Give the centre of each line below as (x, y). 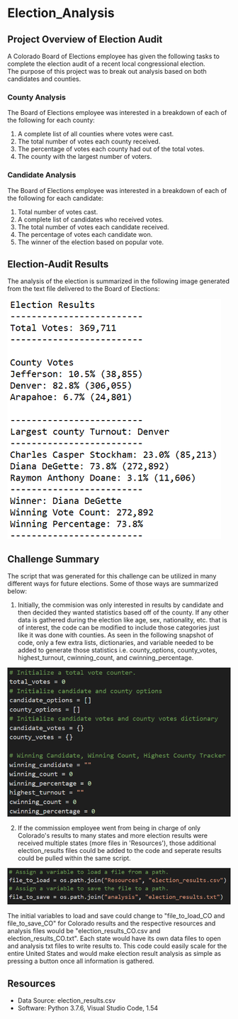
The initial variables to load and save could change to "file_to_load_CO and (116, 916)
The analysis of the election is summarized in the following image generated (119, 281)
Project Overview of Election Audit (85, 39)
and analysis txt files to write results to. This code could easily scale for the (117, 946)
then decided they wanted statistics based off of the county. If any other (123, 612)
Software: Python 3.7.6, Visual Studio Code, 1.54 (88, 1008)
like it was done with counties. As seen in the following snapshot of (115, 635)
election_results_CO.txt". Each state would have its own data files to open (114, 939)
